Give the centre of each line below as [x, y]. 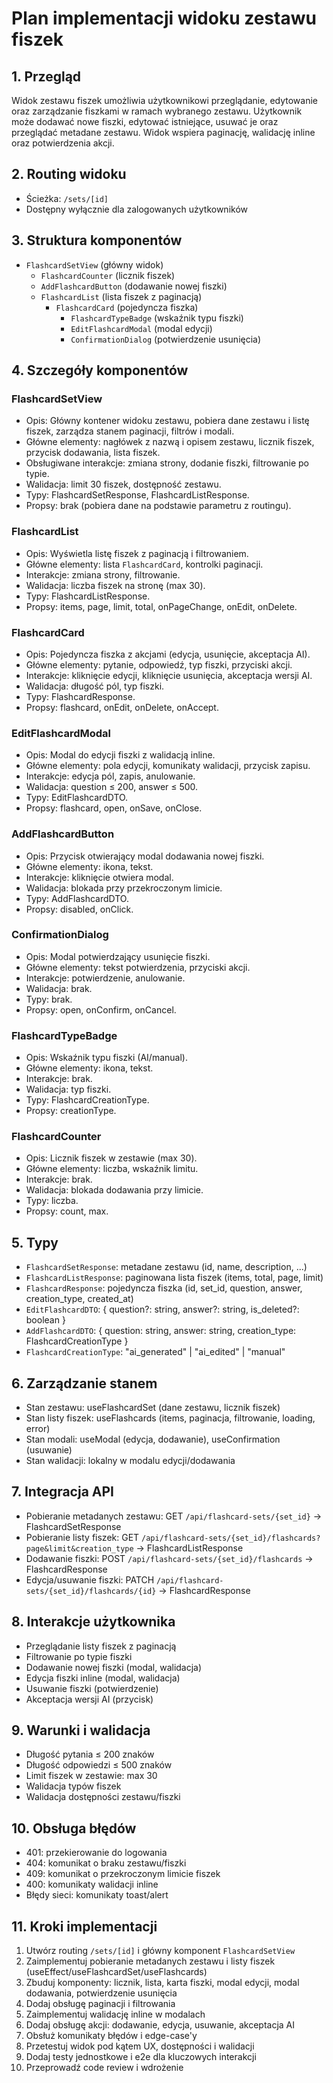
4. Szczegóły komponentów [100, 370]
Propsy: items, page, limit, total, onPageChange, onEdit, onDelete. [161, 606]
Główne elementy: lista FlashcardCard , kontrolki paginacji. [144, 564]
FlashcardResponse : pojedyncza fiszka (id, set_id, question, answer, [164, 1288]
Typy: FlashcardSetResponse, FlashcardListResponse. [137, 495]
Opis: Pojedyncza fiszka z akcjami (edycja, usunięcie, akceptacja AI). [168, 654]
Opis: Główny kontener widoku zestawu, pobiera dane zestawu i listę [167, 421]
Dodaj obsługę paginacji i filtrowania [100, 2004]
